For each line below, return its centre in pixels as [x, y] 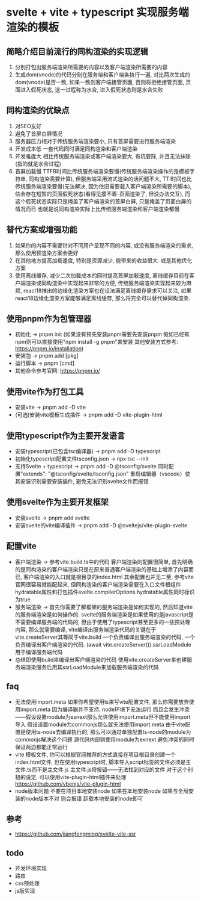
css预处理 [27, 883]
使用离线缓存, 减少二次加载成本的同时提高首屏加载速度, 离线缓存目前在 [102, 275]
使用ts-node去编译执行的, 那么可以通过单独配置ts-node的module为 [108, 731]
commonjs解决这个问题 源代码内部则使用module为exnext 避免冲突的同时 [105, 739]
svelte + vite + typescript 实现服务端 [97, 12]
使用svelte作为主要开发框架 [58, 502]
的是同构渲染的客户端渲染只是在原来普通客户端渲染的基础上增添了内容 [102, 569]
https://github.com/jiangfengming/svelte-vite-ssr [75, 834]
